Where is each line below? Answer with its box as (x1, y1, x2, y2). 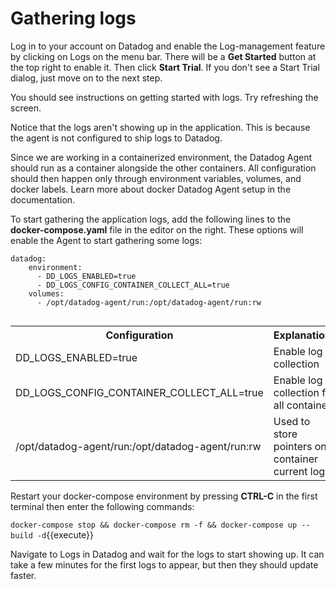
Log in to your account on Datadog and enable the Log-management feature (10, 40, 326, 52)
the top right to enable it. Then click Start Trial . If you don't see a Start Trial (10, 61, 320, 73)
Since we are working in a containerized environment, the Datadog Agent (10, 151, 313, 163)
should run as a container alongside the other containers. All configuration (10, 162, 317, 174)
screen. (10, 102, 42, 114)
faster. (10, 569, 37, 581)
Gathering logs (10, 7, 137, 30)
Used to (273, 414, 311, 428)
